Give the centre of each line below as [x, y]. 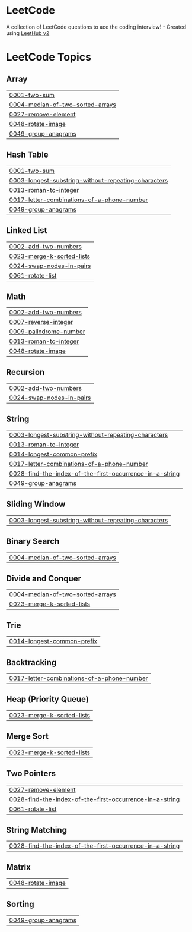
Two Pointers [31, 774]
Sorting [20, 904]
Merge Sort [28, 737]
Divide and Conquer [44, 579]
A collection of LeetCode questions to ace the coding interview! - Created [96, 27]
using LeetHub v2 [28, 33]
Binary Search [33, 541]
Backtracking [31, 662]
